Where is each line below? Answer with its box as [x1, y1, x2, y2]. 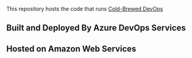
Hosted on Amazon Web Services [6, 43, 137, 54]
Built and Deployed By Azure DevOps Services [6, 23, 186, 33]
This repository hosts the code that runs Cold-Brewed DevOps [6, 5, 163, 12]
